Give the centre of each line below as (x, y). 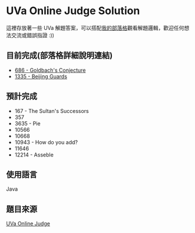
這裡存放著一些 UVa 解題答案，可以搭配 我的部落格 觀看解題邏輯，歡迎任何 (95, 28)
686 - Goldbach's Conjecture (50, 70)
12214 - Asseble (34, 155)
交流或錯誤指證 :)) (33, 35)
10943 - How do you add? (46, 142)
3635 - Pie (27, 123)
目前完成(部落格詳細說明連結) (60, 56)
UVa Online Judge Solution (73, 11)
